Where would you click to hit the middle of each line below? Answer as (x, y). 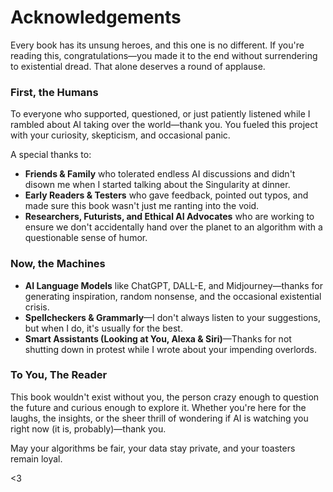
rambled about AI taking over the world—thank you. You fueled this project (164, 125)
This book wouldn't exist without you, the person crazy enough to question (165, 397)
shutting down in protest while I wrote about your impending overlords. (171, 349)
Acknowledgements (96, 17)
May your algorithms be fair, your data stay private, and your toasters (153, 448)
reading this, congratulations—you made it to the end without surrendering (164, 55)
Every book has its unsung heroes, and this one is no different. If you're (157, 45)
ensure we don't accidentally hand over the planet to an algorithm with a (173, 227)
